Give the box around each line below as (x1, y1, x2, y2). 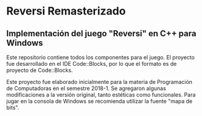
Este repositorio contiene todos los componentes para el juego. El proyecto (6, 54, 195, 61)
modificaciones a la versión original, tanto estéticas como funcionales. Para (6, 91, 196, 98)
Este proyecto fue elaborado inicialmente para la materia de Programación (6, 79, 193, 85)
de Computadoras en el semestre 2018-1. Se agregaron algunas (6, 85, 166, 92)
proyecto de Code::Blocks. (6, 66, 73, 74)
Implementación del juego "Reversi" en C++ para (6, 28, 197, 39)
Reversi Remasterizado (6, 4, 126, 18)
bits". (6, 104, 19, 111)
